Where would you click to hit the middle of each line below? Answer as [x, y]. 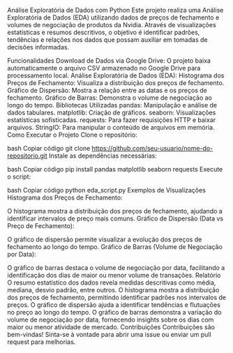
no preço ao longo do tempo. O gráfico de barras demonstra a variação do [114, 312]
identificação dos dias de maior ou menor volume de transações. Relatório [114, 275]
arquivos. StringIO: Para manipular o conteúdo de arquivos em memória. [111, 127]
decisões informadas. [38, 47]
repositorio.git [27, 156]
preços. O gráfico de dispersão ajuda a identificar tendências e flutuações [114, 305]
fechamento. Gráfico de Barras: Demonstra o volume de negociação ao [110, 98]
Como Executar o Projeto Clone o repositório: [72, 135]
